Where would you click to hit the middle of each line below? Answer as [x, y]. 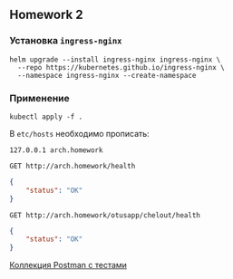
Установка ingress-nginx [66, 41]
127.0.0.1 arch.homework [56, 150]
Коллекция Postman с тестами [68, 265]
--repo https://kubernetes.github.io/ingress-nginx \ [121, 67]
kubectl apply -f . [46, 117]
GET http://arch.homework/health [73, 166]
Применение [39, 98]
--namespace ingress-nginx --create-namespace [107, 75]
